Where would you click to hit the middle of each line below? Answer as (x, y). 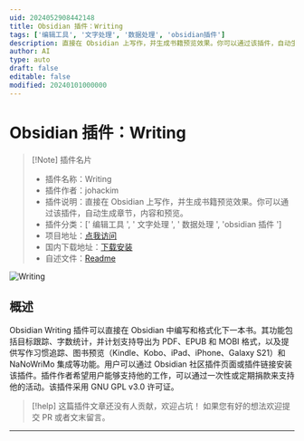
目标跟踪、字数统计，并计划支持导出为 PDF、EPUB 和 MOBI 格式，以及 (149, 341)
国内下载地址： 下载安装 (89, 246)
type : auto (30, 60)
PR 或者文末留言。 (76, 417)
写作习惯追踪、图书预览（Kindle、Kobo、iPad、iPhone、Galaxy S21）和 (152, 353)
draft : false (34, 69)
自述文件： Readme (80, 258)
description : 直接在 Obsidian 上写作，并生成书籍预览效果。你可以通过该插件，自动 (150, 43)
